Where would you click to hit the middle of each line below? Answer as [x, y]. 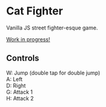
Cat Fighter [35, 11]
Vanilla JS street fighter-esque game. [52, 28]
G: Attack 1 [19, 92]
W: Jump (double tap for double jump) [53, 73]
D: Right [16, 85]
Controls [23, 58]
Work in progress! [28, 39]
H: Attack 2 [20, 98]
